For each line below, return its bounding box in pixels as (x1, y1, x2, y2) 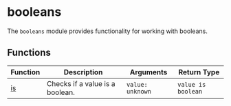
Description (63, 67, 103, 76)
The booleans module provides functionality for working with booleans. (7, 27, 208, 35)
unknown (126, 87, 151, 95)
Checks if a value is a (47, 78, 115, 88)
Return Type (178, 67, 220, 76)
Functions (7, 47, 52, 59)
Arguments (129, 67, 168, 76)
